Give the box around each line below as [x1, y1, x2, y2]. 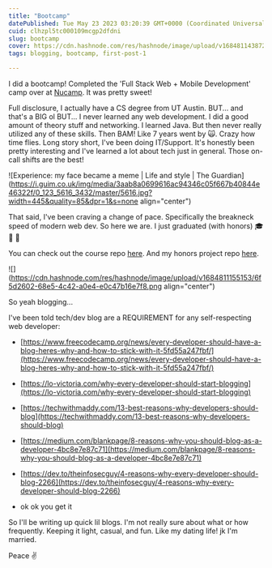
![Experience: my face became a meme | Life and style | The [8, 171, 210, 180]
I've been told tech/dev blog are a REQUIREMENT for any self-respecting [8, 313, 253, 322]
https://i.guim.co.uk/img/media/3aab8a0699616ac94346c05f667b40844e [11, 179, 261, 189]
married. [8, 535, 37, 544]
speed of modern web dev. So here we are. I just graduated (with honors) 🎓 [8, 221, 264, 231]
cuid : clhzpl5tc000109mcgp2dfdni [8, 27, 121, 35]
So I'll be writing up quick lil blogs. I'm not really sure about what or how [8, 518, 249, 527]
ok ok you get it [19, 502, 73, 511]
